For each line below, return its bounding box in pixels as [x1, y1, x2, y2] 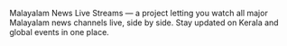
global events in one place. [9, 27, 110, 37]
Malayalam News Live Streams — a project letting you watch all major [9, 8, 268, 18]
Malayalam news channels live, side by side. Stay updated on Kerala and [9, 17, 279, 28]
